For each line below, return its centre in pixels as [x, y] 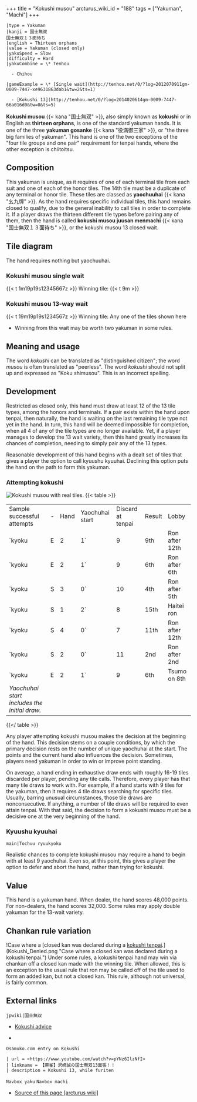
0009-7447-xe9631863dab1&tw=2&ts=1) [51, 89]
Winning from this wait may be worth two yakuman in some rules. [94, 328]
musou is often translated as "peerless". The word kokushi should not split [96, 367]
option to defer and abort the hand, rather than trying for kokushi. [85, 867]
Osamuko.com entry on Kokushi [43, 1048]
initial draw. [25, 710]
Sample [20, 509]
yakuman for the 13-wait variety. [45, 912]
